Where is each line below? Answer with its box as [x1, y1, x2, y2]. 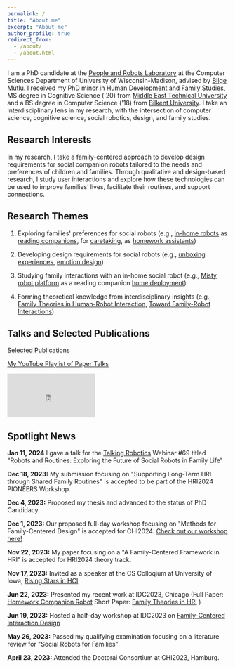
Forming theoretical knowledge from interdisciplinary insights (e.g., [17, 292, 212, 301]
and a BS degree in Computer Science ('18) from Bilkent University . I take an [7, 98, 227, 107]
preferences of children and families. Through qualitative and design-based [7, 167, 226, 176]
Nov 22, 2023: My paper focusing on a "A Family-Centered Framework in [7, 548, 220, 557]
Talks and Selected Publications [7, 327, 150, 339]
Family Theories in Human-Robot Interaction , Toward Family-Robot [17, 299, 211, 308]
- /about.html [13, 50, 55, 57]
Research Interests [7, 134, 92, 146]
